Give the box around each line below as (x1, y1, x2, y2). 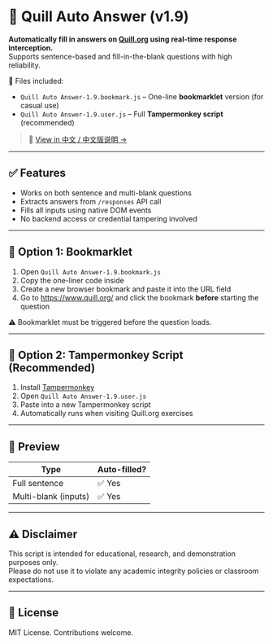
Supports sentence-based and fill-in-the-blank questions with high (8, 51, 233, 61)
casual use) (19, 100, 59, 110)
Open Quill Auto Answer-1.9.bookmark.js (19, 266, 161, 276)
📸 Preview (8, 440, 60, 453)
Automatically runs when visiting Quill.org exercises (19, 409, 193, 418)
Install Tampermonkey (19, 383, 95, 392)
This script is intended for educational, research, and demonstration (8, 549, 236, 559)
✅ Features (8, 166, 67, 180)
